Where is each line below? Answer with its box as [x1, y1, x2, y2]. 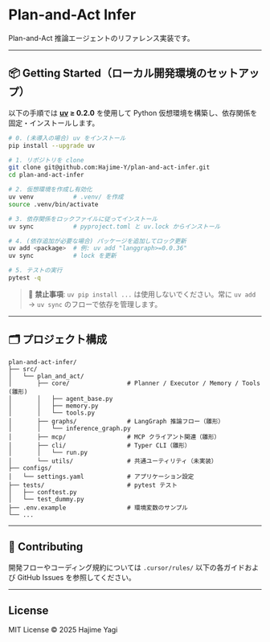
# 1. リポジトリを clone [8, 156, 84, 164]
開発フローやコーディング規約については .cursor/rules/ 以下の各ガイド [8, 562, 245, 572]
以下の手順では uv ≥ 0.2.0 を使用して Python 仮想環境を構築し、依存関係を [8, 108, 258, 117]
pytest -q [8, 274, 42, 282]
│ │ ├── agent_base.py [8, 395, 113, 403]
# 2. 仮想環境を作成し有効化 [8, 186, 92, 194]
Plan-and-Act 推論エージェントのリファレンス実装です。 [8, 33, 194, 43]
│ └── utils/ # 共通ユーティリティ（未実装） [8, 456, 218, 465]
